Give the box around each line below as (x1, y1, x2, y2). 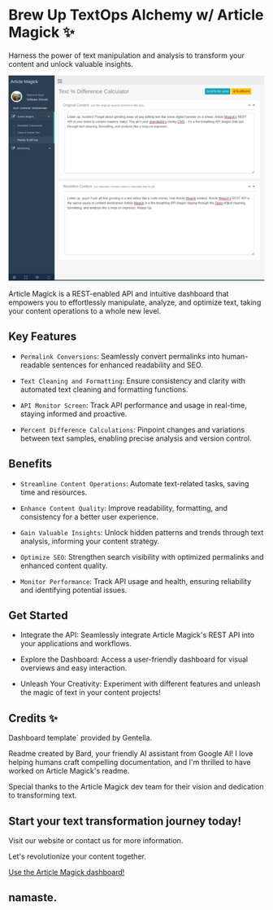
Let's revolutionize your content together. (8, 851, 146, 861)
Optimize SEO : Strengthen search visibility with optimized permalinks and (19, 552, 264, 561)
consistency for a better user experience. (19, 512, 159, 521)
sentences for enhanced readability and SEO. (51, 360, 203, 370)
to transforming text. (8, 790, 77, 800)
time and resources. (19, 487, 88, 497)
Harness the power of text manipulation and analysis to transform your (8, 51, 245, 60)
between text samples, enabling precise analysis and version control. (19, 433, 252, 443)
